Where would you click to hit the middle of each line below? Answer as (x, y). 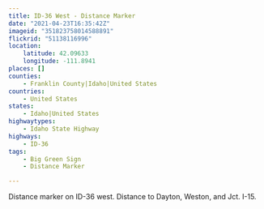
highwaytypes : (32, 122)
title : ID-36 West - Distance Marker (72, 16)
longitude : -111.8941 (59, 62)
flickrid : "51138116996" (50, 38)
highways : (25, 136)
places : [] (27, 69)
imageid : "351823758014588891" (61, 31)
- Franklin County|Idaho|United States (90, 83)
